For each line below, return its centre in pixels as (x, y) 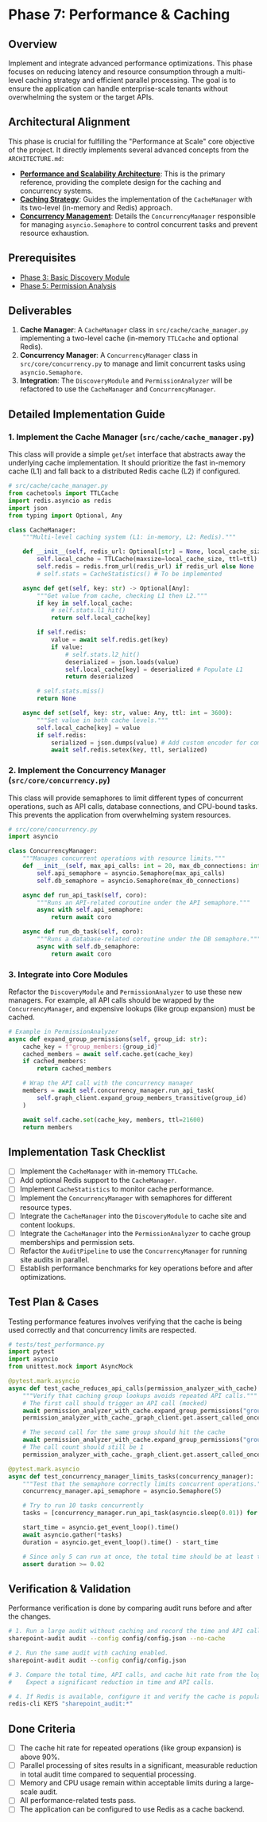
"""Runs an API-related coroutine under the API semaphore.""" (143, 902)
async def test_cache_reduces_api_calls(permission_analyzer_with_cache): (135, 1388)
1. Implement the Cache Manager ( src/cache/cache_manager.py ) (131, 437)
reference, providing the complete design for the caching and (120, 182)
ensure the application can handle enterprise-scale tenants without (118, 88)
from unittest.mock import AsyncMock (71, 1367)
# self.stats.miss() (71, 691)
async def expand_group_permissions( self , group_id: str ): (108, 1039)
